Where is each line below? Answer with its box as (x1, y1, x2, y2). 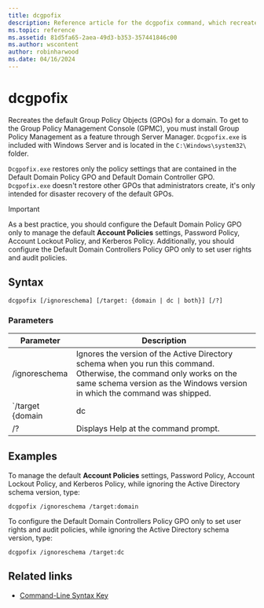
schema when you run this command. (75, 358, 214, 369)
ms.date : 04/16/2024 (8, 56, 76, 64)
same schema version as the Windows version (75, 378, 247, 389)
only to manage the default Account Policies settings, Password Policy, (8, 227, 240, 237)
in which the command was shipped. (75, 387, 211, 398)
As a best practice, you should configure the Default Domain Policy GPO (8, 219, 242, 229)
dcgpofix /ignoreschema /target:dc (8, 548, 125, 556)
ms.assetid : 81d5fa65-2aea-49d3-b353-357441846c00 (8, 33, 178, 42)
